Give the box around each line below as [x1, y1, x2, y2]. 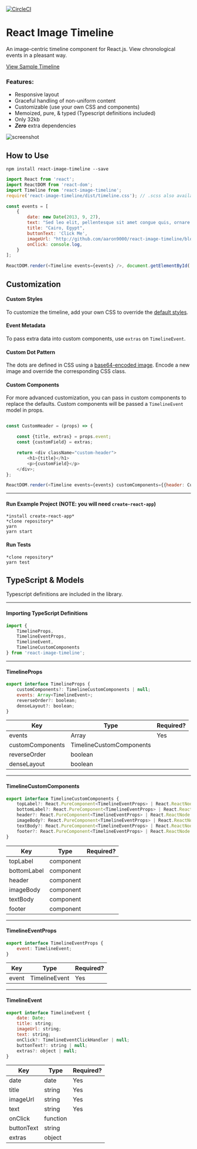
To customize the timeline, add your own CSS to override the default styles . [6, 309, 189, 316]
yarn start [6, 528, 33, 535]
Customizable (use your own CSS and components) [14, 103, 140, 111]
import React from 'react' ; [6, 177, 75, 182]
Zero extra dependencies [14, 122, 76, 129]
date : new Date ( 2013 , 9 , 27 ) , [27, 214, 101, 220]
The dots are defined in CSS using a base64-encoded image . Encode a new [6, 361, 190, 369]
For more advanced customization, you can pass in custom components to [6, 394, 186, 401]
